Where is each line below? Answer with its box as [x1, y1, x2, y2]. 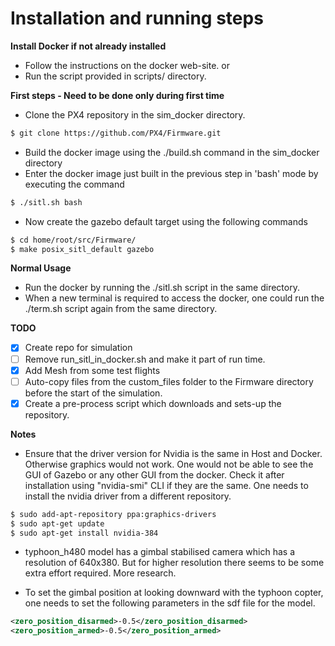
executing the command [24, 178, 125, 190]
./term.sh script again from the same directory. [24, 303, 218, 315]
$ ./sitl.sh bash [10, 197, 83, 207]
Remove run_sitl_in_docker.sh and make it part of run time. [24, 353, 266, 365]
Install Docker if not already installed [10, 40, 167, 52]
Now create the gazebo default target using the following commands [24, 215, 308, 227]
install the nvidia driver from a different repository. [24, 490, 232, 502]
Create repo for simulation [24, 342, 133, 354]
